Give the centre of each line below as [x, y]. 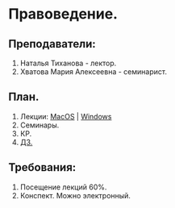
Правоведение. [63, 14]
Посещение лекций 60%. [63, 187]
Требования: [42, 167]
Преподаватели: [52, 44]
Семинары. [40, 125]
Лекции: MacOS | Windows [66, 116]
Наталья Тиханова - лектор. [68, 63]
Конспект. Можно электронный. [75, 195]
